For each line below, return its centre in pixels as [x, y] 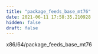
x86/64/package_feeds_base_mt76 [49, 45]
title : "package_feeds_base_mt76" [49, 11]
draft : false [22, 28]
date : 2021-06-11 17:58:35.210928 [49, 17]
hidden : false [24, 22]
